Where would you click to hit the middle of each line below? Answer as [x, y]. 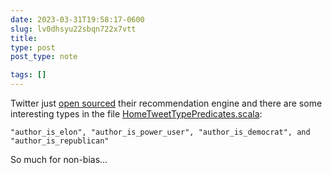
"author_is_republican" [60, 141]
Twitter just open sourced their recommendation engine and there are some [166, 103]
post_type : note [44, 57]
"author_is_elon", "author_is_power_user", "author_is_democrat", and [160, 132]
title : [24, 38]
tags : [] [28, 75]
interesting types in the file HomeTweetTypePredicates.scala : [136, 114]
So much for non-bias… [59, 159]
